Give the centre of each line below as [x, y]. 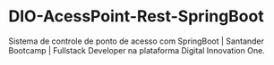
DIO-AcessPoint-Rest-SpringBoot [137, 16]
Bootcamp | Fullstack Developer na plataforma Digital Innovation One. [137, 50]
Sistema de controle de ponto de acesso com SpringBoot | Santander [137, 41]
